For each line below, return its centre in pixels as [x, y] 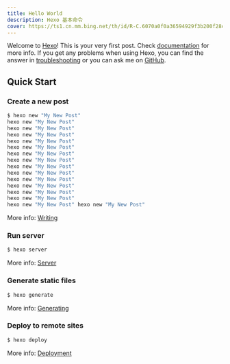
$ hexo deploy [27, 340]
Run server [26, 236]
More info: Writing [33, 218]
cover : [16, 26]
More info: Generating [38, 308]
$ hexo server [27, 250]
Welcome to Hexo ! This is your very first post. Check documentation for [108, 46]
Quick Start [32, 82]
